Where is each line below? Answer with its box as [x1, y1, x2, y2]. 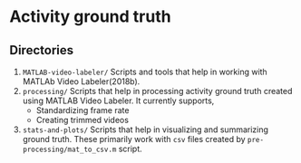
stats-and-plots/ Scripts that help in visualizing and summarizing [22, 124, 269, 135]
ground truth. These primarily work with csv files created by [22, 134, 247, 144]
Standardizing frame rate [35, 105, 130, 115]
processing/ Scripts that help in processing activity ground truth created [22, 86, 293, 96]
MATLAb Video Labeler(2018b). [22, 76, 141, 87]
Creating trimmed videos [35, 115, 130, 125]
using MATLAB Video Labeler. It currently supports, [22, 95, 215, 106]
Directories [9, 43, 74, 58]
